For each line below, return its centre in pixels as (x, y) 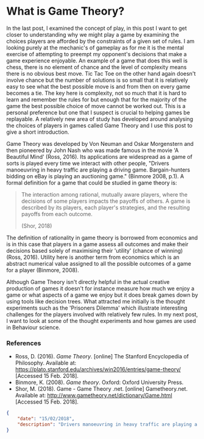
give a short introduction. (38, 132)
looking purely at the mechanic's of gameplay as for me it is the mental (95, 48)
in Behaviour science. (33, 327)
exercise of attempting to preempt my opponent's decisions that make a (97, 54)
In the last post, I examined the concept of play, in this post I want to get (97, 28)
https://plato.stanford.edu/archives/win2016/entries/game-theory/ (98, 369)
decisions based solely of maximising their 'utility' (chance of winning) (95, 250)
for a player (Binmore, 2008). (43, 270)
